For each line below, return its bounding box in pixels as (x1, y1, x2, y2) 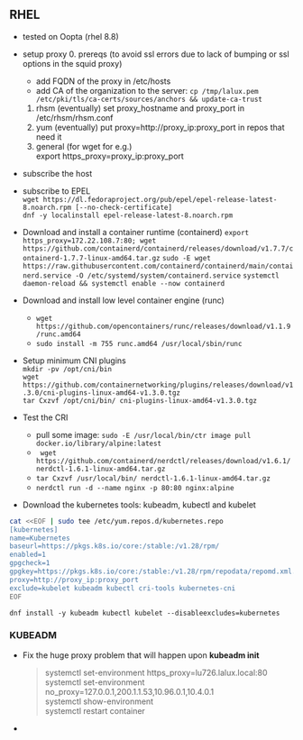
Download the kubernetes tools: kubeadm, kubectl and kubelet (22, 499, 257, 510)
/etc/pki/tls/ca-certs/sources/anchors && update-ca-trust (35, 95, 263, 104)
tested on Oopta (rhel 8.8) (22, 31, 119, 41)
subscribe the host (22, 168, 93, 178)
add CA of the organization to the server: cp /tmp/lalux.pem (35, 85, 259, 96)
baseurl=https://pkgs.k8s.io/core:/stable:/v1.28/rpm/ (9, 542, 220, 551)
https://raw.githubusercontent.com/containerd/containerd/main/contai (22, 261, 294, 270)
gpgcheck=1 (9, 559, 50, 568)
